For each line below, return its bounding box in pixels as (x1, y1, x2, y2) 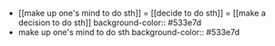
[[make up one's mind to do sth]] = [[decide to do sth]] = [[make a (17, 8, 267, 18)
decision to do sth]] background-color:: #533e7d (17, 17, 202, 28)
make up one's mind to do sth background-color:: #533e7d (17, 27, 240, 37)
